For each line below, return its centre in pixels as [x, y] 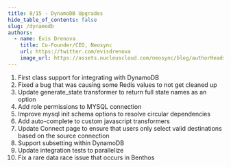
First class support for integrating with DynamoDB [88, 77]
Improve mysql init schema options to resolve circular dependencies [114, 114]
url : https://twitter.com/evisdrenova [75, 52]
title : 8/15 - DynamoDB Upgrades [56, 13]
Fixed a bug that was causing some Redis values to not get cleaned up [118, 85]
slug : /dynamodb [31, 26]
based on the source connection [63, 136]
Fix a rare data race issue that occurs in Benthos [86, 157]
